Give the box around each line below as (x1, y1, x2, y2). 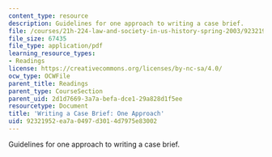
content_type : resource (8, 11, 89, 20)
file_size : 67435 (8, 34, 67, 43)
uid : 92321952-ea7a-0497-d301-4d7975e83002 (8, 117, 158, 125)
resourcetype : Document (8, 102, 89, 110)
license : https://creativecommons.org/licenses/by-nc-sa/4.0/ (8, 65, 223, 73)
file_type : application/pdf (8, 42, 104, 50)
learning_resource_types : (8, 49, 96, 57)
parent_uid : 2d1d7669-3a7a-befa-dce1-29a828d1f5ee (8, 95, 183, 103)
